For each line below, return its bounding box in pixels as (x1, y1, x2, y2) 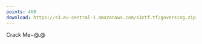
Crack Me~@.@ (6, 31, 45, 38)
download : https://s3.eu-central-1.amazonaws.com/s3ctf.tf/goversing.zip (6, 14, 197, 20)
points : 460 (6, 8, 36, 15)
